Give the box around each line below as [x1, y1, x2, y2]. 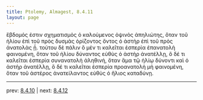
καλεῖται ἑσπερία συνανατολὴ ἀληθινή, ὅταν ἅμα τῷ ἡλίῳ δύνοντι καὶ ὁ [6, 57, 189, 64]
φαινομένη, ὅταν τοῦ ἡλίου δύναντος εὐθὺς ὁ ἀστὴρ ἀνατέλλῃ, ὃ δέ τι [6, 50, 185, 57]
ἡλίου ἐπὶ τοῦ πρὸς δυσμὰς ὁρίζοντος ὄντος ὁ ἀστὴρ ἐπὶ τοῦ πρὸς [6, 37, 173, 45]
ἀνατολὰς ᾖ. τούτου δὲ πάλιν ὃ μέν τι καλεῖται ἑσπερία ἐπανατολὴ [6, 43, 176, 51]
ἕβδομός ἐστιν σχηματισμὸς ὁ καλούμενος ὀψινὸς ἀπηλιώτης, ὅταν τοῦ [6, 31, 188, 38]
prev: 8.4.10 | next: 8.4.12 [6, 87, 68, 94]
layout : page [6, 14, 39, 20]
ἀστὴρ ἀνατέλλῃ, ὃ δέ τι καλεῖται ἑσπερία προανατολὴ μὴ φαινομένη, [6, 63, 184, 70]
